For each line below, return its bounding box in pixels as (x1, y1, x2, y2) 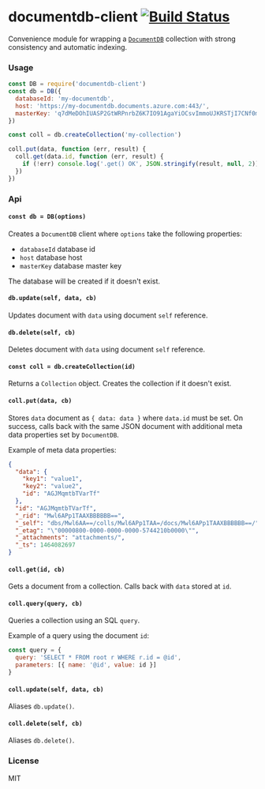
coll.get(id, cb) (8, 565, 65, 573)
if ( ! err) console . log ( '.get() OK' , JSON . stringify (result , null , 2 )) (22, 160, 259, 168)
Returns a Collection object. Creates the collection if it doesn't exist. (8, 379, 232, 389)
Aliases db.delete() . (8, 735, 75, 746)
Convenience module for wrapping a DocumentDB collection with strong (8, 34, 237, 43)
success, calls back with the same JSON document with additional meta (8, 421, 243, 430)
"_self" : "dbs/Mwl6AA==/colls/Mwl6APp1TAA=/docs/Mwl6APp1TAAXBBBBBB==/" (15, 519, 259, 527)
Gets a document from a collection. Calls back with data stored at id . (8, 581, 232, 592)
